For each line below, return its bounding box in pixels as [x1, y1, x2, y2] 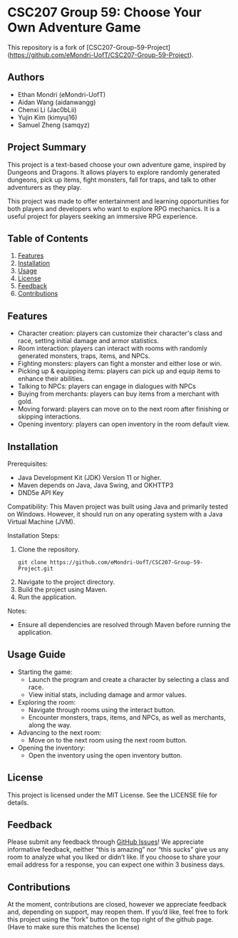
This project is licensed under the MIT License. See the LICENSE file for [7, 790, 218, 799]
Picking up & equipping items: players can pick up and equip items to [17, 367, 221, 375]
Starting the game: [17, 668, 73, 676]
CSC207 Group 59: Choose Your [7, 4, 202, 21]
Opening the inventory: [17, 743, 86, 752]
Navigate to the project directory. [17, 578, 115, 586]
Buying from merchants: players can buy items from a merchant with [17, 389, 219, 398]
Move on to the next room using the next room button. [28, 735, 187, 744]
